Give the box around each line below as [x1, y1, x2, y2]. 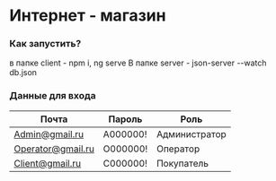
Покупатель [156, 157, 209, 169]
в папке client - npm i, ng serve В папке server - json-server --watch [9, 57, 267, 68]
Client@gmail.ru [13, 157, 82, 169]
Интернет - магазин [9, 5, 166, 26]
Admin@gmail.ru [13, 127, 84, 140]
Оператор [156, 142, 200, 155]
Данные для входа [9, 90, 96, 102]
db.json [9, 67, 38, 78]
